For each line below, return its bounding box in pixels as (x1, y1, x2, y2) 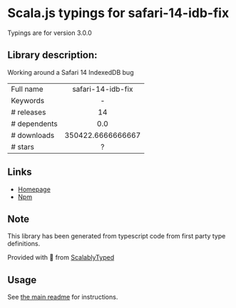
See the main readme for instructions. (7, 293, 118, 302)
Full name (11, 84, 44, 94)
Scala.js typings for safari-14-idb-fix (7, 5, 230, 21)
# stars (11, 142, 34, 152)
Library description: (7, 49, 98, 61)
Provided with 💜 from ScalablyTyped (7, 253, 115, 262)
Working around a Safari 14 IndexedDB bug (7, 68, 134, 76)
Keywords (11, 95, 45, 105)
